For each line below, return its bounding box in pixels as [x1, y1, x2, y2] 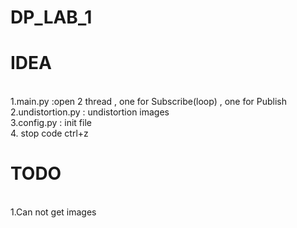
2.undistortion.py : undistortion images [10, 106, 170, 118]
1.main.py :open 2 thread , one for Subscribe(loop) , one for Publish [10, 96, 288, 108]
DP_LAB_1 [10, 6, 93, 29]
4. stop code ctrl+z [10, 127, 89, 140]
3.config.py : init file [10, 117, 92, 129]
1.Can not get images [10, 206, 97, 218]
